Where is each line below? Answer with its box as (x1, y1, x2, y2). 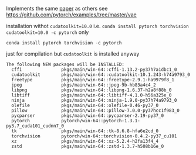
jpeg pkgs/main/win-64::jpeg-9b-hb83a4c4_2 (11, 82, 157, 88)
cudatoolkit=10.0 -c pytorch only (6, 29, 89, 36)
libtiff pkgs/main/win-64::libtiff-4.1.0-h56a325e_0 (11, 92, 172, 98)
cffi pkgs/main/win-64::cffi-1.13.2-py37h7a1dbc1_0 (11, 67, 177, 73)
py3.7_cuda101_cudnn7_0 (6, 123, 65, 129)
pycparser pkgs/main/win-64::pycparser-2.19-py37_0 (11, 113, 164, 119)
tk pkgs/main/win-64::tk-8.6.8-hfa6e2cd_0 (11, 128, 159, 134)
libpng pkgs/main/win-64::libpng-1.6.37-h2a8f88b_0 (11, 87, 172, 93)
